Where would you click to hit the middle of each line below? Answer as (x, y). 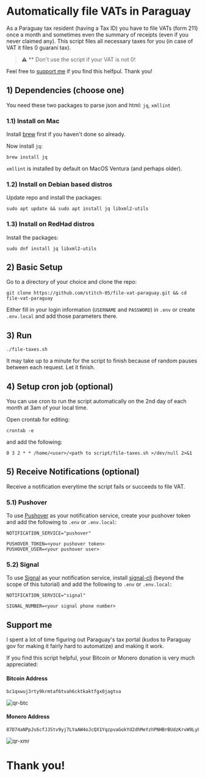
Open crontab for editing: (38, 420)
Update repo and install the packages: (54, 198)
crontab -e (20, 431)
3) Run (19, 335)
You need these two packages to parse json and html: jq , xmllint (88, 105)
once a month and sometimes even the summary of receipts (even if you (98, 34)
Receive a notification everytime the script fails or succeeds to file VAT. (96, 486)
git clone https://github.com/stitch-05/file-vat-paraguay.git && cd (97, 293)
